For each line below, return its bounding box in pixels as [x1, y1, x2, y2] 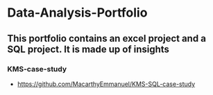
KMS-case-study [7, 64, 67, 74]
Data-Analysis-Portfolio [7, 5, 148, 21]
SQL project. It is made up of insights [7, 43, 170, 55]
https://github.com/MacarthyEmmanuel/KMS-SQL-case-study [17, 80, 196, 88]
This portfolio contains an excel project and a [7, 33, 207, 44]
